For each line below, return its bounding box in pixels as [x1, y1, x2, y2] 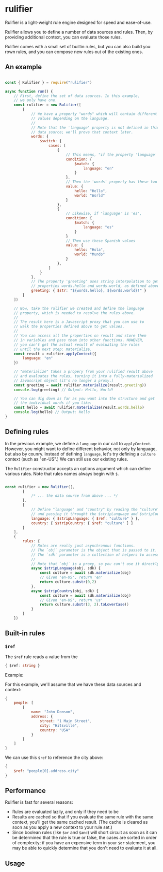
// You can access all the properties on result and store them [14, 333, 147, 338]
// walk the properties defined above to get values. [14, 324, 125, 329]
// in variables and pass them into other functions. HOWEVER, [14, 338, 145, 342]
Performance [5, 787, 46, 795]
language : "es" [83, 225, 114, 229]
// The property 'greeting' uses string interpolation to [31, 279, 151, 284]
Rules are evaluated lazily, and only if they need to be [12, 809, 119, 815]
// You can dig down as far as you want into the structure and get [14, 396, 155, 401]
